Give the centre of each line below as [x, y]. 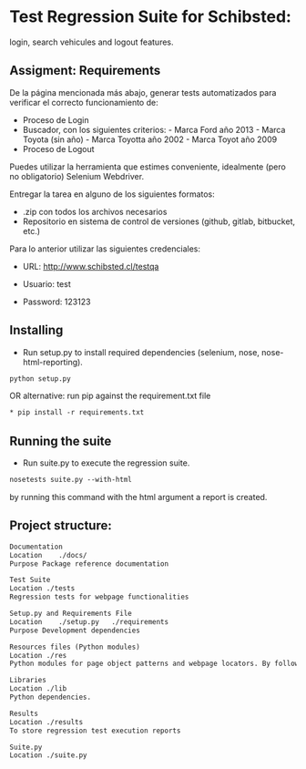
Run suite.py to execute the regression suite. [106, 463]
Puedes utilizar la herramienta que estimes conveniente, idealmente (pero [148, 167]
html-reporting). [53, 362]
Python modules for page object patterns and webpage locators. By [140, 664]
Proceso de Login [56, 119]
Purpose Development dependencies [75, 631]
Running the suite [61, 441]
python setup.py [40, 379]
